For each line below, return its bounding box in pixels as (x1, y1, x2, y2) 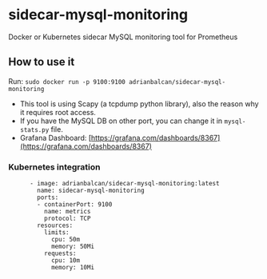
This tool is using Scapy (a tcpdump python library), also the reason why (19, 98, 259, 109)
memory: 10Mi (50, 264, 94, 272)
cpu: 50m (50, 236, 81, 244)
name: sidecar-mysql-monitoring (37, 186, 145, 195)
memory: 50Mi (50, 242, 94, 251)
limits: (43, 229, 70, 237)
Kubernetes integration (8, 161, 101, 173)
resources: (37, 221, 74, 229)
